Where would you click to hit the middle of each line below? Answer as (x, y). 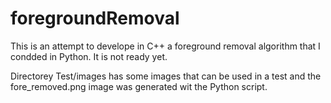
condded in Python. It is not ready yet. (89, 56)
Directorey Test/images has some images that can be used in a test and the (166, 76)
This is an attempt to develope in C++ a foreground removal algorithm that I (165, 46)
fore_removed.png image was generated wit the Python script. (139, 86)
